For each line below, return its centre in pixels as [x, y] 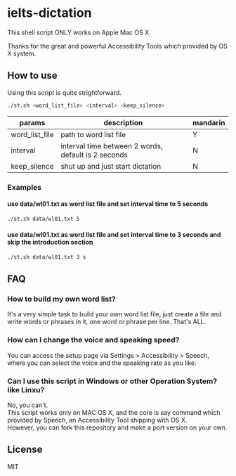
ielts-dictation [50, 13]
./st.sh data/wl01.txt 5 [44, 219]
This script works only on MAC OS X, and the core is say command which [114, 412]
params [32, 122]
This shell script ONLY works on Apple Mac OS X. [79, 32]
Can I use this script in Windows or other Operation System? [112, 381]
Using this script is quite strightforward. [64, 92]
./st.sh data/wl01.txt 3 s [47, 257]
